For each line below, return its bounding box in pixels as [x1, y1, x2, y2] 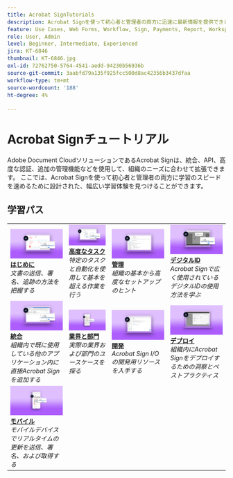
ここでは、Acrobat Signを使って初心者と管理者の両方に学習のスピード [20, 173, 222, 182]
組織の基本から [111, 269, 155, 277]
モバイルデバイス [10, 426, 59, 434]
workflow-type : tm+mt [7, 77, 70, 84]
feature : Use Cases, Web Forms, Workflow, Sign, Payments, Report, [7, 26, 207, 33]
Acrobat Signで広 [169, 264, 220, 273]
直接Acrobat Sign [10, 367, 60, 375]
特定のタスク [69, 256, 106, 264]
